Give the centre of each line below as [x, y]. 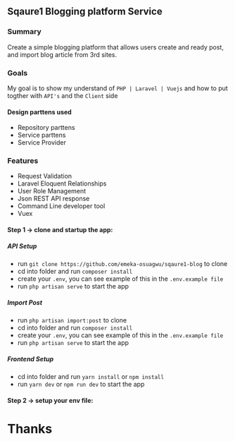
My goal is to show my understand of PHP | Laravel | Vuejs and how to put [118, 88]
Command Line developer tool [61, 206]
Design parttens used [39, 111]
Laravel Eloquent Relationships [62, 183]
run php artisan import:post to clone [72, 320]
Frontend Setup [31, 358]
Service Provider [42, 143]
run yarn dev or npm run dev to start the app [81, 384]
